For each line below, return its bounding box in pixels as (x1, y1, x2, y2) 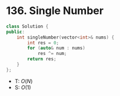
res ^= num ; (37, 51, 67, 57)
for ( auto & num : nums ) (27, 45, 85, 51)
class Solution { (6, 23, 49, 29)
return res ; (27, 56, 57, 62)
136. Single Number (6, 4, 104, 18)
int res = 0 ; (27, 40, 59, 46)
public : (6, 29, 25, 35)
